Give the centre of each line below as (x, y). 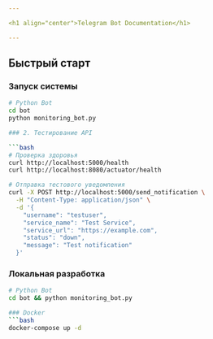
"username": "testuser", (65, 215)
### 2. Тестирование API (50, 133)
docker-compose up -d (45, 328)
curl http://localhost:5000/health (69, 163)
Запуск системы (43, 86)
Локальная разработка (57, 273)
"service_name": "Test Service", (80, 223)
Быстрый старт (50, 63)
